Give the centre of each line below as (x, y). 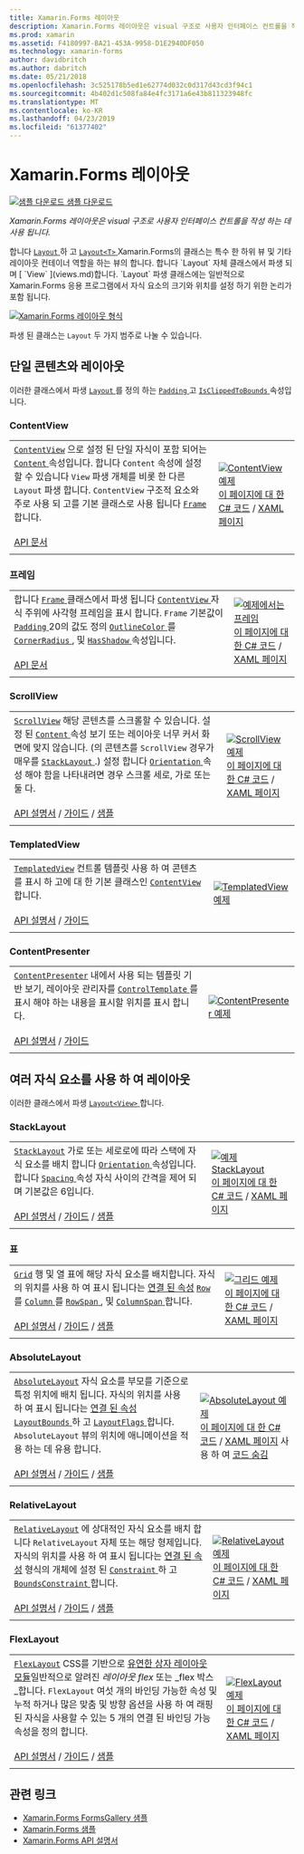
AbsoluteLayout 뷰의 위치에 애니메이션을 (96, 1435)
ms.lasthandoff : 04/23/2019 (62, 119)
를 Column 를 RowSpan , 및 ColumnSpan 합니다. (103, 1301)
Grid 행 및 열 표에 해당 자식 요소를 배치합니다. (105, 1273)
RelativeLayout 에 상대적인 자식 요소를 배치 (103, 1529)
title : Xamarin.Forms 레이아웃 (65, 18)
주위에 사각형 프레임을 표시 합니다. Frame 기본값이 (124, 613)
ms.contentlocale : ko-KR (56, 110)
